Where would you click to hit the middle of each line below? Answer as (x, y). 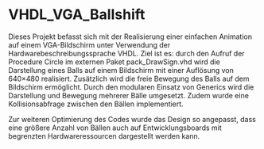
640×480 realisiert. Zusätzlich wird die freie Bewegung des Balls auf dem (129, 78)
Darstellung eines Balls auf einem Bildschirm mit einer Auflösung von (121, 70)
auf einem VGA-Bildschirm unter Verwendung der (89, 44)
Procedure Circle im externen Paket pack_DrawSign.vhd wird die (114, 62)
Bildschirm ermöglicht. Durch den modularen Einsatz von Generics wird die (131, 87)
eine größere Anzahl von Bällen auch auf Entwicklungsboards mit (115, 128)
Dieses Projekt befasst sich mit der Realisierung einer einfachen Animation (130, 36)
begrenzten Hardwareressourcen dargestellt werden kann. (104, 136)
